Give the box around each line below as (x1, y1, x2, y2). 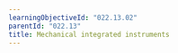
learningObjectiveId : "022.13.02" (8, 13, 138, 22)
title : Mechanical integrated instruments (8, 30, 170, 39)
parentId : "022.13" (8, 22, 82, 31)
